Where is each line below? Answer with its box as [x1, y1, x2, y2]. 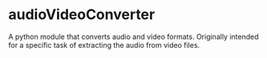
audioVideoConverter [8, 6, 156, 24]
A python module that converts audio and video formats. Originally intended [8, 32, 259, 41]
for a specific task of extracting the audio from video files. [8, 40, 200, 49]
